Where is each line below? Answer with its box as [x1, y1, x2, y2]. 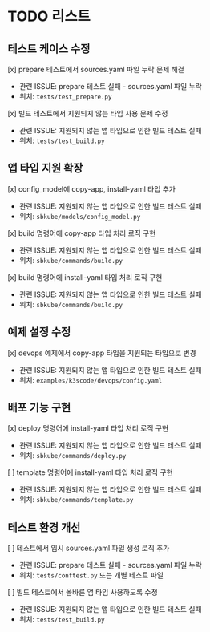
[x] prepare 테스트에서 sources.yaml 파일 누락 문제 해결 [7, 65, 185, 74]
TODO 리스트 [7, 7, 91, 26]
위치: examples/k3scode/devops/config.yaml [18, 375, 163, 385]
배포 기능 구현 [7, 401, 71, 415]
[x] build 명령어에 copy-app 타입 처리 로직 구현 [7, 228, 156, 237]
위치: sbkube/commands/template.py [18, 495, 134, 504]
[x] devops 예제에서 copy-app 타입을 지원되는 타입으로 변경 [7, 348, 197, 358]
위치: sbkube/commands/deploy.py [18, 451, 127, 460]
